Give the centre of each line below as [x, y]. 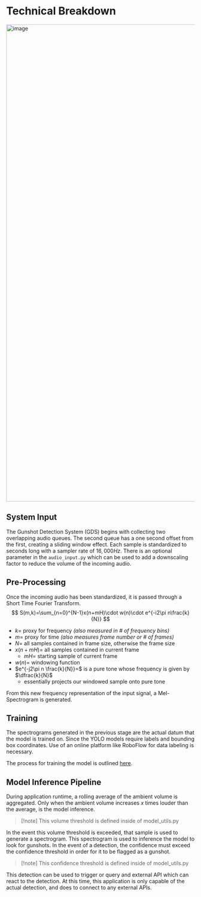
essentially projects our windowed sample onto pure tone [95, 681]
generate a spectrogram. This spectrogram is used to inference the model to [100, 839]
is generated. [56, 699]
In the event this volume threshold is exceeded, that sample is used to [92, 833]
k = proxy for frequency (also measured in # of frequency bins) [92, 630]
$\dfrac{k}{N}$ [33, 675]
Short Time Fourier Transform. [43, 603]
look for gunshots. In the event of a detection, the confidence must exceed [98, 845]
